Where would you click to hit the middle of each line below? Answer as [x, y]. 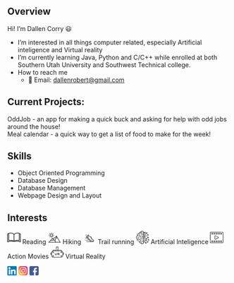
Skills [19, 156]
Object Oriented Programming [61, 173]
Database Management [51, 188]
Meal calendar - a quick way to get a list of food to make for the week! [109, 134]
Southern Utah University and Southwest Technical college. [104, 65]
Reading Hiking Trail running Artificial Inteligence [116, 242]
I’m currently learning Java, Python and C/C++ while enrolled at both [117, 57]
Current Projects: [46, 102]
